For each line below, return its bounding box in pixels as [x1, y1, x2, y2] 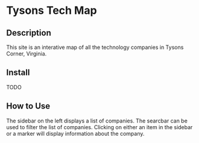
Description [6, 28, 51, 38]
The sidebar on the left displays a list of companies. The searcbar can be [6, 117, 188, 124]
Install [6, 68, 30, 78]
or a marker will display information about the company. [6, 130, 145, 137]
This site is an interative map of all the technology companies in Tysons [6, 43, 184, 51]
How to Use [6, 101, 51, 112]
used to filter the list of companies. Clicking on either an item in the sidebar [6, 123, 193, 130]
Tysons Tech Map [6, 4, 98, 17]
